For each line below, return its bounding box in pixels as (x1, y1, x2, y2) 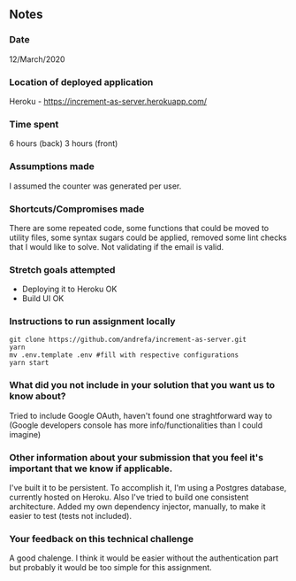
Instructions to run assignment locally (9, 315, 176, 328)
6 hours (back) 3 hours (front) (9, 138, 118, 149)
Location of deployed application (9, 75, 154, 88)
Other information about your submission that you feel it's (9, 451, 263, 463)
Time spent (9, 118, 59, 130)
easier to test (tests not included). (9, 511, 133, 522)
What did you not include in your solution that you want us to (9, 379, 276, 391)
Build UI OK (21, 293, 65, 304)
